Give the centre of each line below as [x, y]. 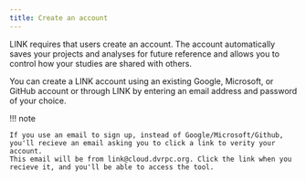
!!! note [23, 118]
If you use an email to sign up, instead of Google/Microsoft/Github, [147, 135]
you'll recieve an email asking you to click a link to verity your [142, 143]
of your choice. [38, 101]
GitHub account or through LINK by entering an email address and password [153, 90]
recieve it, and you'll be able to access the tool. [112, 167]
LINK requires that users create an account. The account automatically [142, 44]
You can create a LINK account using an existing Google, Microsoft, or [142, 81]
